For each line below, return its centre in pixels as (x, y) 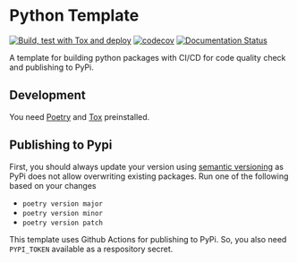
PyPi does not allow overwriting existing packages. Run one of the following (149, 176)
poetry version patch (62, 223)
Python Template (74, 16)
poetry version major (62, 204)
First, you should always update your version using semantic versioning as (147, 166)
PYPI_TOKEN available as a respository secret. (91, 249)
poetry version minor (62, 213)
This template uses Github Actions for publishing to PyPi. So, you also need (148, 239)
